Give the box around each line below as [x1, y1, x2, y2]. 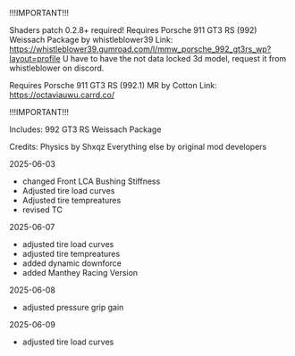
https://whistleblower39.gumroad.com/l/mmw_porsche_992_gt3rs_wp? [9, 44, 272, 54]
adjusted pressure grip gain [21, 302, 124, 312]
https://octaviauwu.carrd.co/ [9, 89, 114, 100]
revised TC [21, 204, 63, 215]
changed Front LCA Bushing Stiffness [21, 176, 161, 186]
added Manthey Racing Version [21, 268, 139, 277]
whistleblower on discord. [9, 62, 105, 73]
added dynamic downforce [21, 258, 122, 269]
